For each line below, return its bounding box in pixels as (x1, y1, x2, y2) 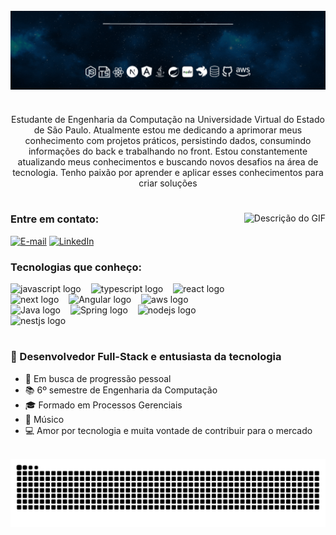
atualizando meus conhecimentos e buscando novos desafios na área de (17, 156, 319, 168)
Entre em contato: (10, 212, 100, 226)
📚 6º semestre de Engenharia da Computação (24, 384, 218, 396)
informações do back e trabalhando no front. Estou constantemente (28, 145, 308, 158)
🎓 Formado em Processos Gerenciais (24, 399, 183, 411)
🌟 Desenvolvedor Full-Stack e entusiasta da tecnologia (10, 350, 282, 364)
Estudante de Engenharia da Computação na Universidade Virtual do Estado (11, 114, 325, 126)
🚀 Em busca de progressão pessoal (24, 372, 172, 384)
